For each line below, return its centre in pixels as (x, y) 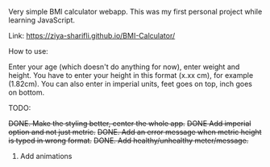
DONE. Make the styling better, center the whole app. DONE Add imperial (130, 123)
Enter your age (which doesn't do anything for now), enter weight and (124, 67)
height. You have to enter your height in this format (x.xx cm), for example (131, 75)
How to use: (28, 51)
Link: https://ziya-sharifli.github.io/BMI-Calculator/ (92, 36)
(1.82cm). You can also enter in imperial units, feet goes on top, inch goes (130, 84)
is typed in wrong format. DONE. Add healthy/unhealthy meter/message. (129, 141)
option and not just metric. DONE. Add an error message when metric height (135, 132)
